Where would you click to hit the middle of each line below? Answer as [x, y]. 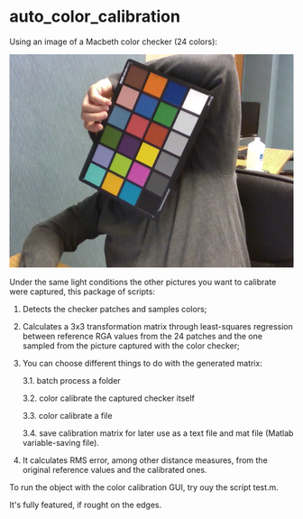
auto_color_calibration [95, 17]
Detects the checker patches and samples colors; [115, 309]
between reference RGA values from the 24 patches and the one [142, 336]
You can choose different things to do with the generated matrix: [142, 363]
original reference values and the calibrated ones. [115, 469]
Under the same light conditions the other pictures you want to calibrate [143, 282]
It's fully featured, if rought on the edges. [86, 505]
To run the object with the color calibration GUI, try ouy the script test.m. [144, 487]
